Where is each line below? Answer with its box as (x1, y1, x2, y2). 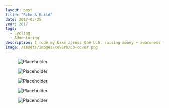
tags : (5, 26, 17, 31)
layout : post (5, 7, 33, 13)
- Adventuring (10, 36, 39, 41)
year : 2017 (5, 21, 28, 27)
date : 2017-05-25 (5, 17, 42, 22)
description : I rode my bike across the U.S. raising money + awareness (5, 40, 161, 45)
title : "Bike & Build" (5, 12, 53, 17)
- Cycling (10, 31, 30, 36)
